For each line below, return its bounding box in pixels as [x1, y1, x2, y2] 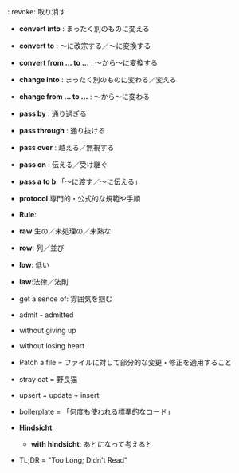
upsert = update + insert [18, 391, 100, 399]
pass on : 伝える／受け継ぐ [18, 160, 108, 169]
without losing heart [18, 341, 85, 350]
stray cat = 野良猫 [18, 375, 78, 384]
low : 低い [18, 260, 49, 269]
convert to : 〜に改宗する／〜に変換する [18, 41, 151, 50]
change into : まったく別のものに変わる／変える [18, 75, 177, 84]
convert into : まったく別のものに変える [18, 24, 151, 34]
